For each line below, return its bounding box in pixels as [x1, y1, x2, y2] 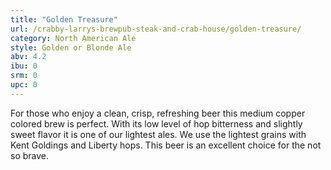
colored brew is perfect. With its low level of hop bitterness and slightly [10, 117, 303, 130]
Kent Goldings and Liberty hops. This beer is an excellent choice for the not [10, 139, 322, 151]
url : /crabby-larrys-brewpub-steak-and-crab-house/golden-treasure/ [10, 24, 302, 34]
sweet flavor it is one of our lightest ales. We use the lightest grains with [10, 128, 307, 140]
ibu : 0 [10, 61, 38, 71]
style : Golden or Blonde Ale [10, 42, 132, 53]
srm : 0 [10, 71, 38, 81]
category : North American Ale [10, 33, 137, 43]
